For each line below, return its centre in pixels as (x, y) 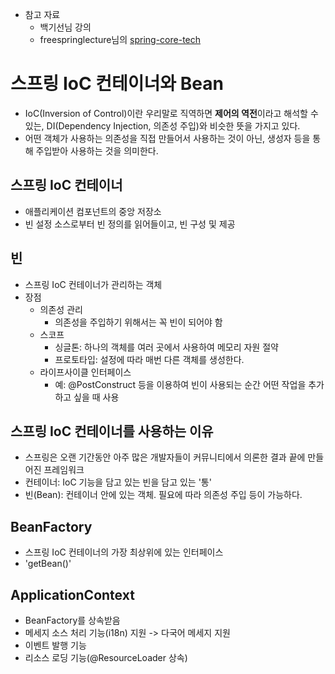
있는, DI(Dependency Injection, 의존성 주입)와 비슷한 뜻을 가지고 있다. (162, 125)
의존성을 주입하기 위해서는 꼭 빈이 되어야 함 (138, 322)
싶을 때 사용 (96, 397)
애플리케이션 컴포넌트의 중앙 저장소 (93, 211)
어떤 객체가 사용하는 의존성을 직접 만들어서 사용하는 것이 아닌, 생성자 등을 (167, 138)
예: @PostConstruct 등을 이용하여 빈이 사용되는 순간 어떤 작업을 (180, 384)
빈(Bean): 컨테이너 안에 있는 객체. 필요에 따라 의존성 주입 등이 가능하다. (163, 495)
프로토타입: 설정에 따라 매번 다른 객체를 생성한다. (149, 359)
